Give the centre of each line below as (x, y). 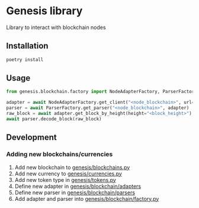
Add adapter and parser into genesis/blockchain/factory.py (87, 199)
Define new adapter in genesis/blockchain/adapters (78, 186)
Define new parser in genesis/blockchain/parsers (75, 192)
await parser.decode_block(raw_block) (54, 119)
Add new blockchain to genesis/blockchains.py (72, 167)
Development (32, 137)
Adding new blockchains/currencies (60, 154)
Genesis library (44, 11)
